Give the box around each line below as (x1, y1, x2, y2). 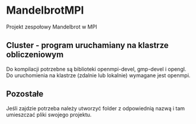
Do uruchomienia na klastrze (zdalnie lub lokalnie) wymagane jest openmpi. (6, 72, 191, 79)
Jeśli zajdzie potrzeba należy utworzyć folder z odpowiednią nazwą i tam (6, 104, 185, 112)
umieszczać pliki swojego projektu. (6, 111, 92, 118)
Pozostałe (6, 89, 44, 99)
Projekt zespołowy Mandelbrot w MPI (6, 23, 98, 30)
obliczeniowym (6, 50, 64, 60)
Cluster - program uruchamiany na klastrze (6, 40, 169, 50)
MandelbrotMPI (6, 4, 84, 17)
